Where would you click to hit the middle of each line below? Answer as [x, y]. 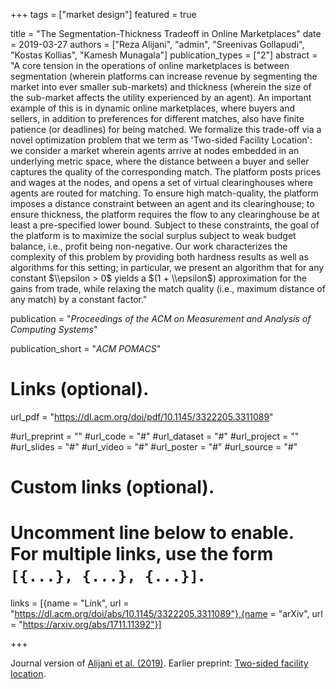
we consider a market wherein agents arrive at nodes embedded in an [155, 150]
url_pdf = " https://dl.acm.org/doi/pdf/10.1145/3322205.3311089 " [142, 416]
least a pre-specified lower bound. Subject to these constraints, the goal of [165, 225]
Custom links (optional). [112, 487]
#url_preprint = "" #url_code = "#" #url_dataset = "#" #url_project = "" [155, 436]
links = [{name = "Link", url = [70, 603]
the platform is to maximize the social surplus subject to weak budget [153, 235]
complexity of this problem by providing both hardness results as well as [159, 257]
